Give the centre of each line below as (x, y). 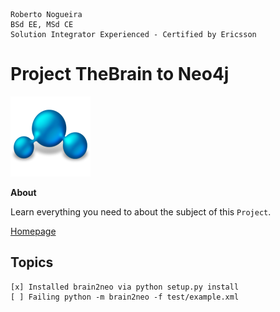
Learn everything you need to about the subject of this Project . (141, 211)
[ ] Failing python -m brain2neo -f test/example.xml (125, 297)
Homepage (33, 231)
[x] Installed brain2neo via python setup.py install (125, 287)
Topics (32, 262)
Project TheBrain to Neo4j (120, 74)
